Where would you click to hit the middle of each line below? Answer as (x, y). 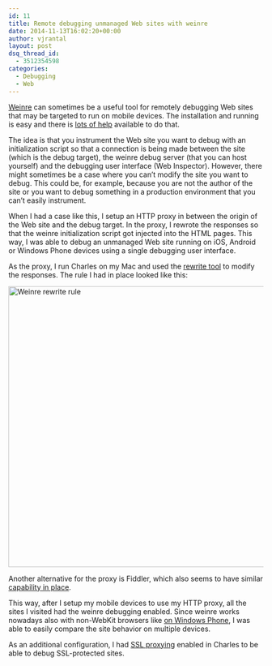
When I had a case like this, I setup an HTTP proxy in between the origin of (133, 216)
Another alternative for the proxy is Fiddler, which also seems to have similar (136, 578)
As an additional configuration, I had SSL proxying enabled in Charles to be (134, 644)
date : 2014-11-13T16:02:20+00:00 (65, 31)
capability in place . (40, 587)
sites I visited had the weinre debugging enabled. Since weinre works (124, 611)
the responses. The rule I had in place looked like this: (98, 275)
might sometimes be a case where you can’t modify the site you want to (128, 174)
